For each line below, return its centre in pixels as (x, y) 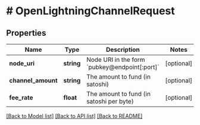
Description (123, 50)
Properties (26, 33)
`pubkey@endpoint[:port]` (123, 67)
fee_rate (21, 98)
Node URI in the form (115, 60)
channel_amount (33, 80)
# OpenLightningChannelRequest (91, 11)
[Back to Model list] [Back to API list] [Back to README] (74, 116)
